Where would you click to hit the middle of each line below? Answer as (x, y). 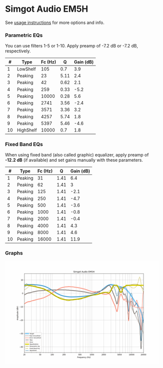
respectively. (18, 51)
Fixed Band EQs (24, 144)
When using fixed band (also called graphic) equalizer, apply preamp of (77, 155)
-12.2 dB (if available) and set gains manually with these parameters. (74, 160)
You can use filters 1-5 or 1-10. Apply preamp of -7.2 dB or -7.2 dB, (71, 46)
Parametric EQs (24, 35)
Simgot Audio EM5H (47, 9)
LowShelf (26, 69)
